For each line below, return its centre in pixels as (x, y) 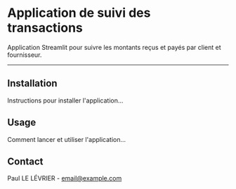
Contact (25, 161)
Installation (32, 83)
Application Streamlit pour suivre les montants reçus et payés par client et (114, 47)
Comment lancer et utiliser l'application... (67, 139)
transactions (45, 28)
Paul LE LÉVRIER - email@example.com (65, 178)
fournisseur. (25, 55)
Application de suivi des (79, 13)
